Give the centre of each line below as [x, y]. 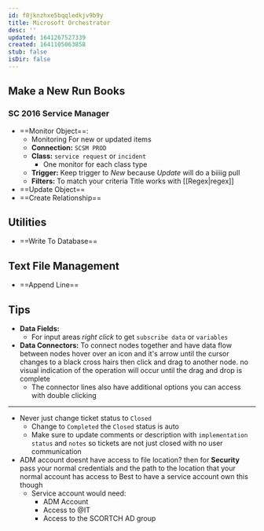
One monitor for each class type [95, 164]
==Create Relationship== [60, 197]
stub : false [27, 52]
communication [57, 452]
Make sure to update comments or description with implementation [139, 435]
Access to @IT [67, 510]
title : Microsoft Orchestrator [59, 23]
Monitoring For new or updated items [91, 139]
